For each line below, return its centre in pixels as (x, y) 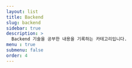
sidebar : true (24, 28)
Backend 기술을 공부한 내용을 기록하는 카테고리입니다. (69, 39)
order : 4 (17, 56)
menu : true (21, 45)
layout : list (22, 12)
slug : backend (24, 22)
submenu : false (25, 50)
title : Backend (25, 17)
